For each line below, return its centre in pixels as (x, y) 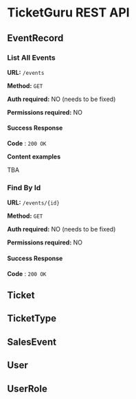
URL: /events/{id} (33, 203)
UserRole (27, 388)
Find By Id (24, 188)
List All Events (32, 58)
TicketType (32, 318)
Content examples (34, 157)
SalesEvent (32, 342)
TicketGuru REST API (68, 13)
